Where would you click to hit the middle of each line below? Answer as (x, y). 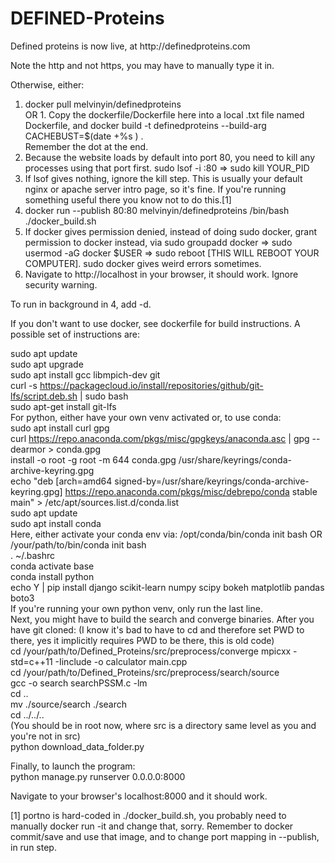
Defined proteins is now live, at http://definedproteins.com (130, 46)
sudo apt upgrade (47, 364)
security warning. (61, 284)
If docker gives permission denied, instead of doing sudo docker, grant (171, 231)
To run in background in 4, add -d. (81, 304)
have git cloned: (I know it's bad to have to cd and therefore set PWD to (157, 629)
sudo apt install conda (56, 523)
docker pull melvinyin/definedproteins (103, 104)
